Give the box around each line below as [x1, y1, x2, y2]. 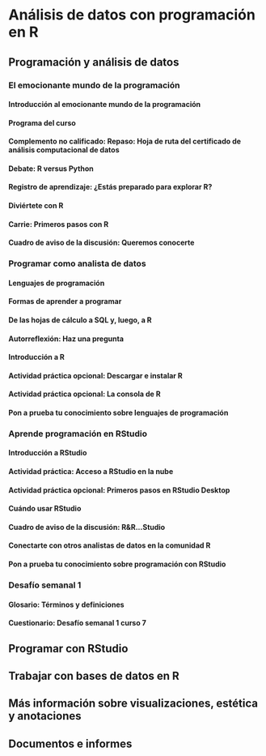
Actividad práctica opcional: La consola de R [8, 389, 161, 399]
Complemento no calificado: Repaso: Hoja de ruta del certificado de [8, 136, 241, 147]
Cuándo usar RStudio [8, 504, 82, 514]
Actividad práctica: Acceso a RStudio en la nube [8, 467, 174, 476]
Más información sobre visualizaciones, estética [8, 697, 259, 711]
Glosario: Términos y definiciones [8, 600, 125, 609]
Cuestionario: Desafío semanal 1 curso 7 [8, 618, 147, 628]
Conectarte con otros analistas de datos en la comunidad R [8, 540, 211, 550]
